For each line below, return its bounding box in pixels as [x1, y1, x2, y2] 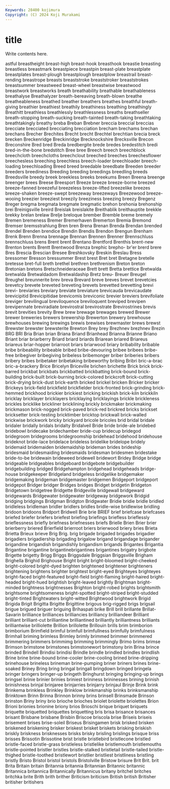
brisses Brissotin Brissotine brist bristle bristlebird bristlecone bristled [5, 736, 151, 742]
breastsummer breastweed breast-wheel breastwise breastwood [5, 82, 141, 88]
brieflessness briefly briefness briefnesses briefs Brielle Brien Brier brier [5, 520, 157, 526]
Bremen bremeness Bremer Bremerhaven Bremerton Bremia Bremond [5, 217, 151, 224]
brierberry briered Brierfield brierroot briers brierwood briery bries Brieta [5, 525, 158, 531]
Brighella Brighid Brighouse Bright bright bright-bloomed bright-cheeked [5, 558, 157, 564]
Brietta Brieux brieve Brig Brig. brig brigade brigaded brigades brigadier [5, 531, 155, 537]
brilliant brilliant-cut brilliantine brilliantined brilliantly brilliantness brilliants [5, 617, 160, 623]
